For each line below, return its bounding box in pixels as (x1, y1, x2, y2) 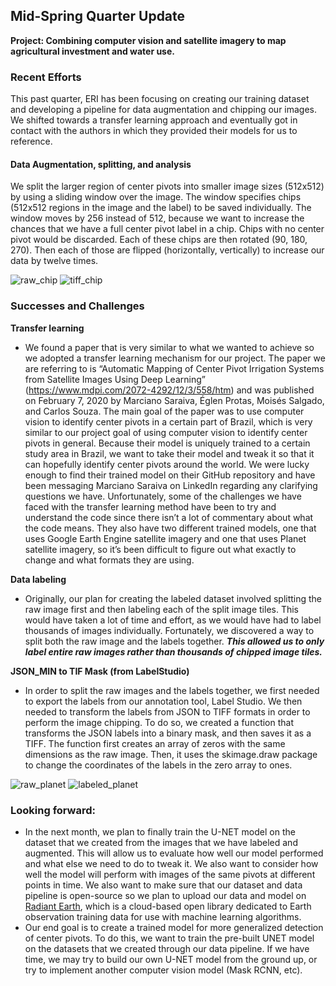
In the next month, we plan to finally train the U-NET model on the (24, 825, 296, 838)
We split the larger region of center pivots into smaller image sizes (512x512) (10, 180, 325, 193)
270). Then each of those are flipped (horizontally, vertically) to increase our (10, 244, 325, 256)
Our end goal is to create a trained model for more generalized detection (24, 921, 324, 933)
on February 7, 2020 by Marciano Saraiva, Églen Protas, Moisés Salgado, (24, 394, 325, 406)
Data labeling (10, 573, 67, 585)
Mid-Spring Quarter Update (10, 8, 186, 25)
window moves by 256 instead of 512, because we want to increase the (10, 212, 305, 224)
